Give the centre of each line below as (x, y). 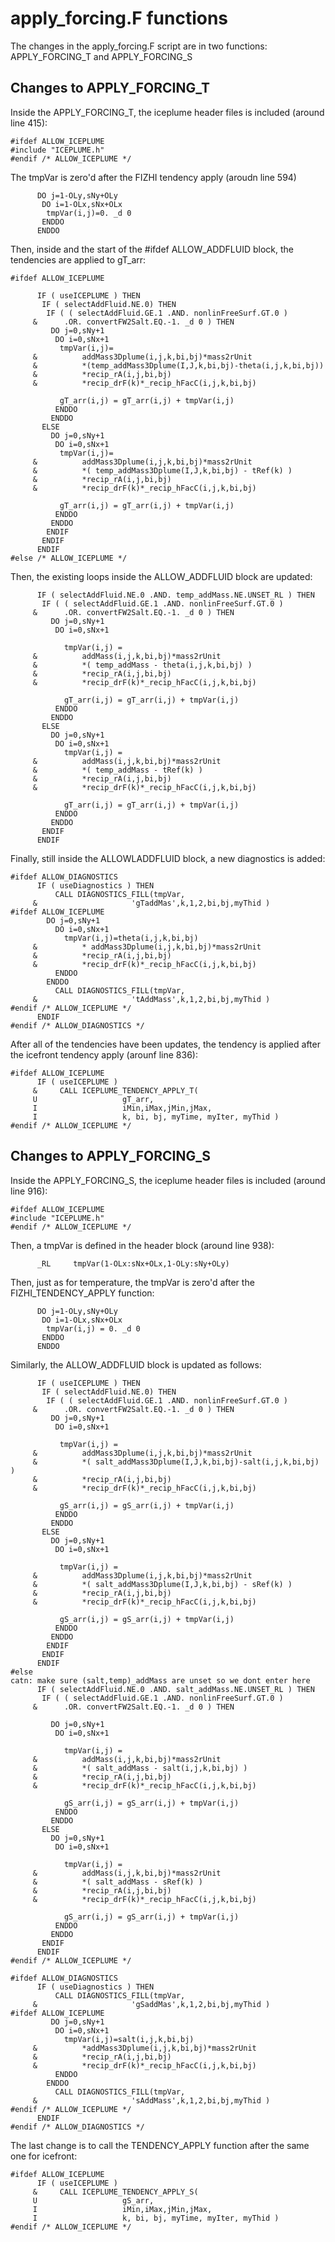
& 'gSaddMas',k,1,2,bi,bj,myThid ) (151, 2004)
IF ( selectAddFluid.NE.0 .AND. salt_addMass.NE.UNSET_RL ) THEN (175, 1689)
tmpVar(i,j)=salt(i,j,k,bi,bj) (129, 2039)
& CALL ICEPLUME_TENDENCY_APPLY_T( (115, 1090)
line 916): (29, 1191)
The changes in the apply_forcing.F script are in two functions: (139, 46)
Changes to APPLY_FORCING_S (110, 1156)
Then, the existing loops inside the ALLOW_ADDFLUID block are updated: (161, 576)
